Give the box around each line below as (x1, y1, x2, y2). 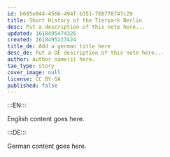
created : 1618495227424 (7, 36, 77, 43)
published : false (7, 82, 58, 89)
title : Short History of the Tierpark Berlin (7, 17, 142, 24)
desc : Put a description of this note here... (7, 23, 146, 30)
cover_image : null (7, 69, 61, 76)
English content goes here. (7, 115, 85, 123)
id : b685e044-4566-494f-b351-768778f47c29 (7, 10, 133, 18)
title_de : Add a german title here (7, 43, 111, 50)
